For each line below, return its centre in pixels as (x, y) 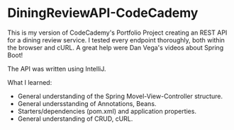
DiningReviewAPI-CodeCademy (103, 13)
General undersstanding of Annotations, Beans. (87, 103)
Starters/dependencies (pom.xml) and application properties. (107, 111)
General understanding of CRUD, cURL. (75, 119)
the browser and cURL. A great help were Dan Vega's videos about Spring (116, 47)
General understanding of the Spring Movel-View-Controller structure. (120, 96)
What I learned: (30, 82)
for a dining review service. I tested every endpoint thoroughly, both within (116, 40)
